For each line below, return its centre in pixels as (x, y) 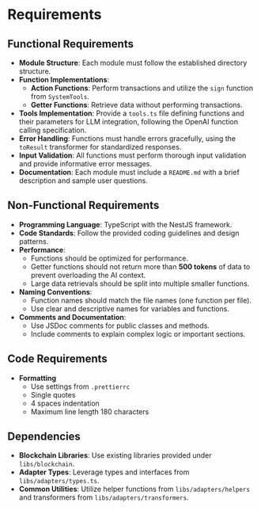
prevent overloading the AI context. (88, 275)
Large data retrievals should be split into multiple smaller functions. (140, 284)
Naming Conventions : (55, 291)
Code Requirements (57, 359)
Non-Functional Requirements (83, 206)
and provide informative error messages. (85, 164)
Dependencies (44, 437)
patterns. (34, 241)
